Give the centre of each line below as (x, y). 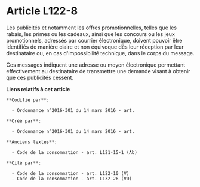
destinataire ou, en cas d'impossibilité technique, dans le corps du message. (100, 53)
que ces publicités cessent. (40, 77)
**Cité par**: (24, 163)
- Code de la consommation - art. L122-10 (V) (70, 173)
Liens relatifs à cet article (38, 89)
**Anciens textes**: (32, 142)
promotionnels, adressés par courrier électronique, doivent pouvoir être (94, 40)
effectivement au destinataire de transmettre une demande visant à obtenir (98, 71)
